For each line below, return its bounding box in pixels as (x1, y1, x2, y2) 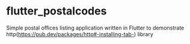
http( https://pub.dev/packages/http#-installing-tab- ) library (6, 30, 153, 37)
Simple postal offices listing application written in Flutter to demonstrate (6, 24, 185, 31)
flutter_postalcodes (6, 4, 107, 18)
